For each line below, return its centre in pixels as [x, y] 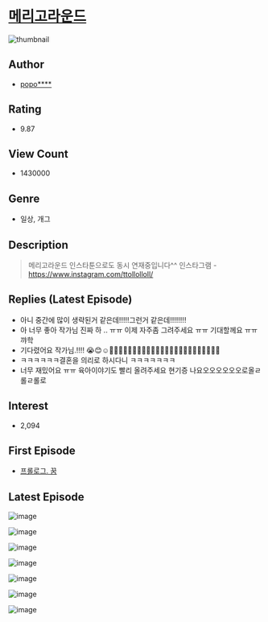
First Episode [42, 451]
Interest [28, 406]
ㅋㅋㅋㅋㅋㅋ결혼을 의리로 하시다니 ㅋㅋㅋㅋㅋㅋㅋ [97, 360]
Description [38, 245]
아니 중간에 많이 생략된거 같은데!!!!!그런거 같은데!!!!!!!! [103, 319]
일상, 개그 [35, 219]
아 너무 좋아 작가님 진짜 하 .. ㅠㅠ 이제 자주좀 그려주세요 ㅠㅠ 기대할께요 [131, 330]
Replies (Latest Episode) [70, 300]
